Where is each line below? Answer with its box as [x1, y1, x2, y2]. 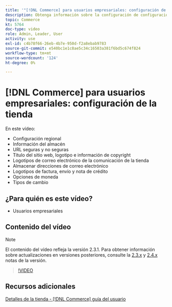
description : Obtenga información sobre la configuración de [5, 12, 139, 17]
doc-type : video [5, 27, 40, 32]
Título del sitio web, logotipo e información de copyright [12, 152, 131, 158]
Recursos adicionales [5, 282, 76, 291]
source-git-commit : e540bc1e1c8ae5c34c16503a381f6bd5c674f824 [5, 46, 141, 51]
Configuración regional [12, 136, 61, 142]
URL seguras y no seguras [12, 147, 69, 153]
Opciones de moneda [12, 174, 58, 180]
